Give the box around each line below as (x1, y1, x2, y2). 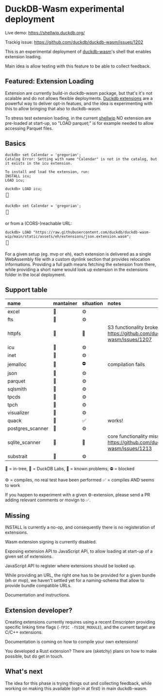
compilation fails (107, 361, 145, 368)
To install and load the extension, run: (5, 169, 90, 174)
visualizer (7, 409, 30, 416)
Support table (5, 286, 48, 294)
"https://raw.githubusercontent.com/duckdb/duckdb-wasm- (33, 230, 151, 235)
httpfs (7, 330, 21, 337)
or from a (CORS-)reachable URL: (5, 220, 72, 226)
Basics (5, 139, 26, 148)
